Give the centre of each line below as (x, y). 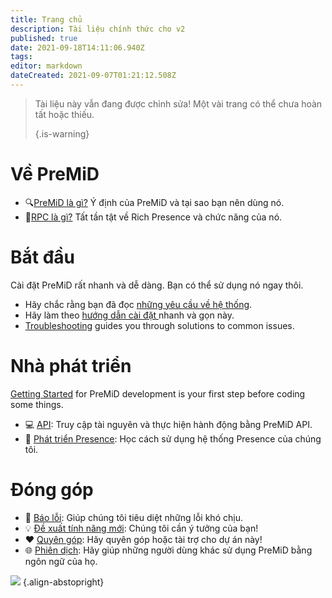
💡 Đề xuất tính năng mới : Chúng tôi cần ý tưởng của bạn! (141, 528)
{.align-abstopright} (63, 582)
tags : (21, 57)
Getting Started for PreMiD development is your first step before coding (158, 393)
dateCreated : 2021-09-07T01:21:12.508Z (93, 76)
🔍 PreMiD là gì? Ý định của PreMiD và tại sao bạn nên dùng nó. (154, 202)
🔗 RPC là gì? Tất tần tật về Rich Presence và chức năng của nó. (153, 217)
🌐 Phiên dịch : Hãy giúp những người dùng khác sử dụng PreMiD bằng (168, 550)
